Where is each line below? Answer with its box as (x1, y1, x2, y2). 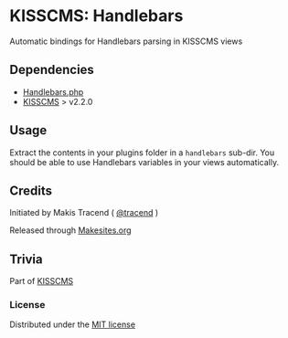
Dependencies (9, 62, 94, 78)
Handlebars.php (22, 86, 84, 97)
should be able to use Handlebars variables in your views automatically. (9, 156, 280, 167)
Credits (9, 183, 53, 198)
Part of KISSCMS (9, 276, 74, 287)
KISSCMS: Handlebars (9, 5, 184, 26)
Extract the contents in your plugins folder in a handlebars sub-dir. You (9, 147, 275, 158)
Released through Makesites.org (9, 225, 132, 236)
